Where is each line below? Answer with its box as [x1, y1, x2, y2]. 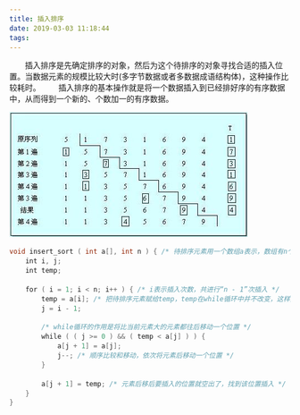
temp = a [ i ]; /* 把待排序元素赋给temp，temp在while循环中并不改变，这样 [41, 294, 290, 303]
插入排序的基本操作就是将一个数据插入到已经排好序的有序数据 [57, 82, 286, 93]
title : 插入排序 [9, 14, 64, 23]
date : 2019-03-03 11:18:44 [9, 23, 110, 33]
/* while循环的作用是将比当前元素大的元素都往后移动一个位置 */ [41, 323, 252, 332]
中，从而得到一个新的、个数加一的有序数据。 [9, 94, 174, 105]
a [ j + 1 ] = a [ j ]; [56, 342, 122, 351]
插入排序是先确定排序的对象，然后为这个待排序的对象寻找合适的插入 [25, 60, 275, 71]
